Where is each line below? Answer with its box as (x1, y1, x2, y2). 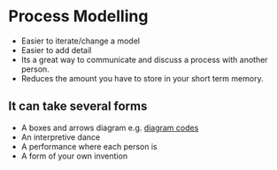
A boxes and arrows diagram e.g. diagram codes (20, 122, 199, 133)
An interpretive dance (20, 131, 101, 143)
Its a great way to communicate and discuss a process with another (20, 54, 268, 65)
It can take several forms (8, 99, 148, 114)
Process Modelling (8, 6, 149, 27)
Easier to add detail (20, 44, 92, 55)
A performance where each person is (20, 141, 158, 151)
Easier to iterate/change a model (20, 35, 141, 46)
